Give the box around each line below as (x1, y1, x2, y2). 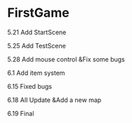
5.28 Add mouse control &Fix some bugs (7, 55, 125, 64)
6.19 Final (7, 109, 34, 117)
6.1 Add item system (7, 68, 65, 77)
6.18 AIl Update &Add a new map (7, 96, 102, 104)
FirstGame (7, 5, 70, 21)
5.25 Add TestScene (7, 41, 67, 50)
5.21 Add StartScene (7, 28, 67, 36)
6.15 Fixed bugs (7, 82, 53, 90)
